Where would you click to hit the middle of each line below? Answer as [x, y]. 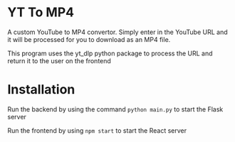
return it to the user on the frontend [59, 60]
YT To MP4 [41, 12]
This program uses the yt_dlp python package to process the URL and [110, 53]
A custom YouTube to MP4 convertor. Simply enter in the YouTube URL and [117, 32]
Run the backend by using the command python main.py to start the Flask [115, 109]
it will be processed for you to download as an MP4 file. [89, 39]
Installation [41, 90]
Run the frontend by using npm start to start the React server [97, 130]
